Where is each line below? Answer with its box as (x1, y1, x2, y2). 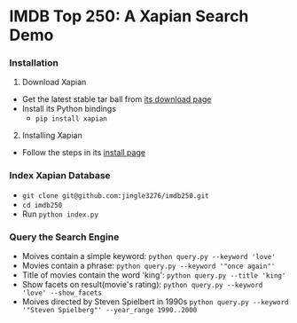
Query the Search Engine (9, 231, 120, 243)
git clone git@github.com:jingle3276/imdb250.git (21, 191, 210, 201)
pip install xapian (35, 114, 108, 123)
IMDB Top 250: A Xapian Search (9, 6, 249, 27)
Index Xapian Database (9, 169, 111, 182)
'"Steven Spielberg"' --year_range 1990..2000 (21, 306, 198, 315)
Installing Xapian (21, 130, 82, 141)
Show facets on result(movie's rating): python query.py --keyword (21, 280, 263, 290)
